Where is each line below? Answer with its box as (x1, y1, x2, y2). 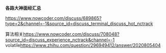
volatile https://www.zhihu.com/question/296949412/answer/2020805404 (5, 42, 161, 48)
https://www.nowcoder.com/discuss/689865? (5, 15, 102, 21)
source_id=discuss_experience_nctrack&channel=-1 (5, 37, 115, 43)
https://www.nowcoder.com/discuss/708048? (23, 31, 120, 37)
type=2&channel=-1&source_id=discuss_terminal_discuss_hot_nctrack (5, 20, 153, 26)
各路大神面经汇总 (5, 5, 41, 11)
